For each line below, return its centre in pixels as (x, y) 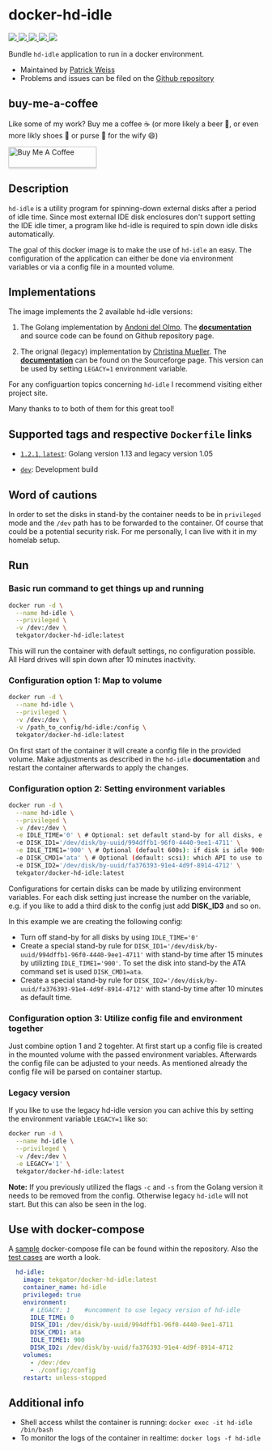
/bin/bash (37, 1430)
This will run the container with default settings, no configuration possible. (132, 651)
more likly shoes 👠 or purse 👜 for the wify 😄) (83, 135)
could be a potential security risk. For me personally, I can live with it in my (133, 531)
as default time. (46, 997)
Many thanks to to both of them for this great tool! (91, 409)
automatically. (32, 234)
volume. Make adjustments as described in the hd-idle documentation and (134, 759)
